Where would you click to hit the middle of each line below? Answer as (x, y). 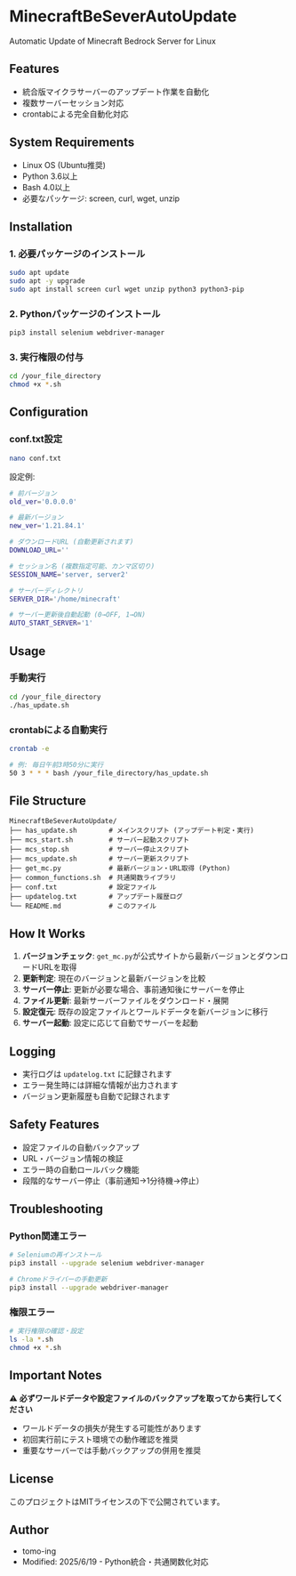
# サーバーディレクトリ (46, 590)
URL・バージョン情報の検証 (72, 1158)
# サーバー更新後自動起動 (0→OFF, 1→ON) (78, 615)
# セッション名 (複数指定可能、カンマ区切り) (82, 566)
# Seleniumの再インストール (56, 1255)
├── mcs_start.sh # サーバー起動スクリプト (99, 840)
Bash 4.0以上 (46, 187)
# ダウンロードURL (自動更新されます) (72, 542)
